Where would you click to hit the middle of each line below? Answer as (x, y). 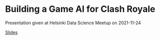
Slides (11, 32)
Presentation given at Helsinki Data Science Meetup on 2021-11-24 (73, 23)
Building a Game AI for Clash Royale (80, 9)
